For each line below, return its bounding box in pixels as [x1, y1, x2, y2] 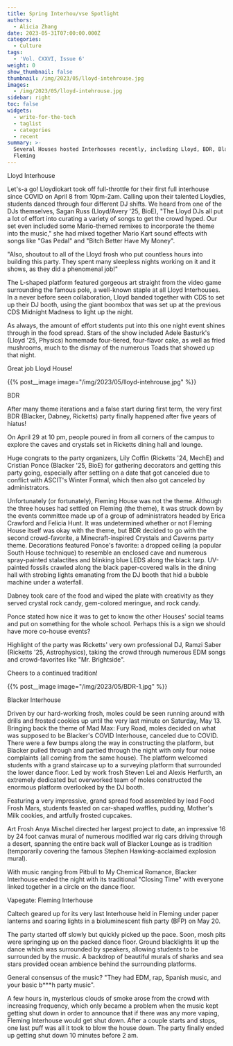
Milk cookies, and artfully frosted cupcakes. [7, 811, 132, 819]
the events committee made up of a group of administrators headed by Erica [7, 512, 225, 520]
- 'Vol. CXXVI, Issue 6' [13, 56, 85, 63]
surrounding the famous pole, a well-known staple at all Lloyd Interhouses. [7, 286, 221, 294]
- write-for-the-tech [13, 113, 76, 120]
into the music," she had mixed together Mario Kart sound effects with [7, 229, 207, 237]
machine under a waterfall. [7, 578, 84, 586]
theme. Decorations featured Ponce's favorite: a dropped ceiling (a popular [7, 541, 222, 549]
